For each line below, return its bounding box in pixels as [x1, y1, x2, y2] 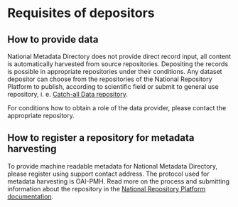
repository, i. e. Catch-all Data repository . [7, 90, 128, 98]
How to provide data [7, 33, 99, 46]
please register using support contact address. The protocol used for [7, 169, 210, 178]
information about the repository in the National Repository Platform [7, 184, 206, 193]
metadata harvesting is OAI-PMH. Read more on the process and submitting [7, 176, 229, 186]
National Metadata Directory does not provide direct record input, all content [7, 52, 232, 60]
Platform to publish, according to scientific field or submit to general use [7, 83, 219, 90]
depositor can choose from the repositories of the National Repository [7, 75, 212, 83]
